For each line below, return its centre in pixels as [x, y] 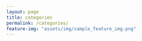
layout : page [23, 12]
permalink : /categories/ [37, 23]
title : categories [29, 17]
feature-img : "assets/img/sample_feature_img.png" [71, 29]
